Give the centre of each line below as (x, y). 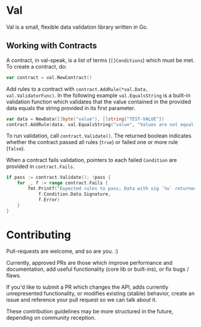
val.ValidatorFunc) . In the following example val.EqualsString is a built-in (98, 95)
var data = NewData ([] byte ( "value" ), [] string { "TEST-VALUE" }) (85, 119)
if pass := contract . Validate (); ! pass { (59, 178)
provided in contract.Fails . (40, 166)
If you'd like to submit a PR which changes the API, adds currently (87, 287)
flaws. (14, 276)
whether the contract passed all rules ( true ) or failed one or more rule (92, 142)
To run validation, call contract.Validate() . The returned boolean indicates (99, 136)
